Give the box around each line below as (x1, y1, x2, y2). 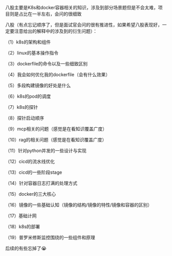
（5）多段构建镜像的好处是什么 (5, 82, 71, 88)
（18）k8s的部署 (5, 224, 40, 229)
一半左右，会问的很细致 (32, 11, 82, 17)
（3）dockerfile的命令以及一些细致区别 (5, 61, 88, 66)
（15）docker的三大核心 (5, 191, 56, 197)
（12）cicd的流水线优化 (5, 158, 55, 165)
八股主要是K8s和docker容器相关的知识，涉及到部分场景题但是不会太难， (5, 5, 159, 10)
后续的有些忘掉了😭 (5, 245, 47, 251)
